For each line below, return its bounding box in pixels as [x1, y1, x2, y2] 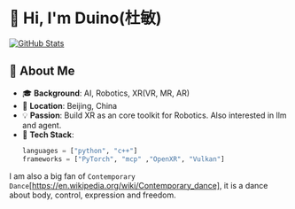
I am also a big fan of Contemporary [9, 170, 136, 182]
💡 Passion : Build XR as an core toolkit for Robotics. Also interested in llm [21, 110, 287, 120]
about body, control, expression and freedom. [9, 190, 176, 200]
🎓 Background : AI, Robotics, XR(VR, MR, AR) [21, 88, 190, 98]
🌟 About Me [9, 64, 75, 79]
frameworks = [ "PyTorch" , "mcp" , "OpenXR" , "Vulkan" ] [21, 154, 225, 164]
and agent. [21, 120, 62, 130]
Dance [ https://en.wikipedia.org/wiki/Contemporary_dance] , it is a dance [9, 180, 268, 190]
